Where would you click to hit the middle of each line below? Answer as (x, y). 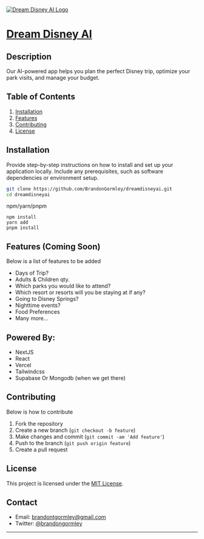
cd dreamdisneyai (28, 194)
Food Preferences (37, 312)
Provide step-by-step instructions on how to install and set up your (90, 164)
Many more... (32, 319)
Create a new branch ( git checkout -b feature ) (75, 430)
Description (29, 56)
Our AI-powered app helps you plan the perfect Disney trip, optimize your (98, 71)
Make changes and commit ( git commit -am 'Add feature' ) (90, 436)
